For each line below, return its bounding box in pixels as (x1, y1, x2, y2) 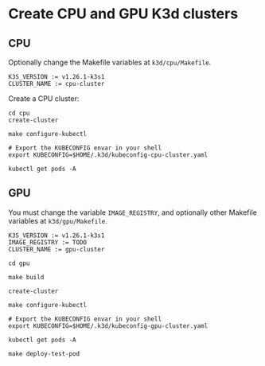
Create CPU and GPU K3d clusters (8, 5, 239, 23)
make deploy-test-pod (8, 349, 80, 358)
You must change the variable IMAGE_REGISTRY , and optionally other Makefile (8, 208, 257, 217)
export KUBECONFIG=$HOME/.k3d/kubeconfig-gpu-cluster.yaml (8, 321, 208, 330)
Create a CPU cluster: (8, 94, 80, 103)
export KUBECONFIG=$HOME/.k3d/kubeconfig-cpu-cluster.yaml (8, 151, 208, 159)
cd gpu (8, 259, 30, 267)
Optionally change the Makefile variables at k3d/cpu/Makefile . (8, 57, 212, 67)
